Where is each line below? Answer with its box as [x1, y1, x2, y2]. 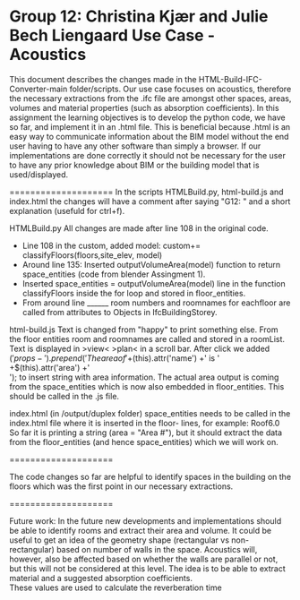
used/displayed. [9, 168, 69, 180]
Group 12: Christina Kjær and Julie [9, 6, 269, 27]
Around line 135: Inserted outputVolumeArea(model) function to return [21, 259, 281, 270]
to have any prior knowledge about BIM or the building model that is [9, 159, 260, 170]
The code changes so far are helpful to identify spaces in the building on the [9, 471, 292, 482]
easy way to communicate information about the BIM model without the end [9, 131, 289, 141]
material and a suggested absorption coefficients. [9, 572, 193, 583]
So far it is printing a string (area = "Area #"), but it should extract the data [9, 427, 283, 438]
